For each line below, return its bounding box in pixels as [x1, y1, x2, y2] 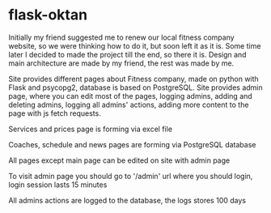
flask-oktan [8, 6, 87, 24]
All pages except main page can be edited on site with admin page [8, 155, 231, 165]
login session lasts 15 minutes [8, 180, 108, 190]
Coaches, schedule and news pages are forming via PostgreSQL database [8, 139, 256, 149]
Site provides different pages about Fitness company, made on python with [8, 74, 259, 83]
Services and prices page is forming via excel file [8, 124, 172, 134]
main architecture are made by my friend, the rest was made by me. [8, 58, 235, 68]
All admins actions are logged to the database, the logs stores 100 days [8, 195, 247, 205]
